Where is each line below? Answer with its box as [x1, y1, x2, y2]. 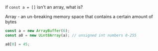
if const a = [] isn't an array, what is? [5, 4, 83, 10]
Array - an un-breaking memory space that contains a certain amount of [5, 14, 153, 19]
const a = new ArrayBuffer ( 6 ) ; [5, 28, 70, 33]
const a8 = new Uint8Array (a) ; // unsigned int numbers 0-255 [5, 33, 137, 38]
